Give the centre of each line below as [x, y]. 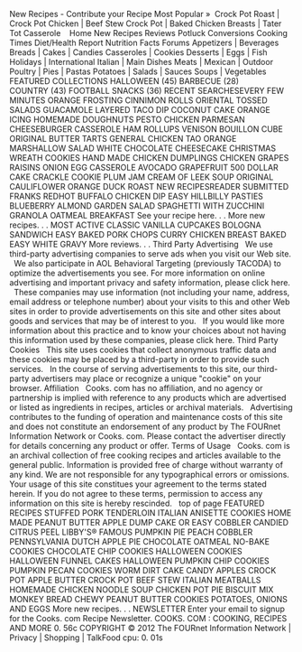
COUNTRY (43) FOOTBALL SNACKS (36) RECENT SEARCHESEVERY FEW [147, 91]
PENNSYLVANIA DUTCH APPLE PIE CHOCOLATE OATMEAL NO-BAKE [140, 541]
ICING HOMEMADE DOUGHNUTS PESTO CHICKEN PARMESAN [127, 119]
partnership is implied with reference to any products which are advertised [148, 398]
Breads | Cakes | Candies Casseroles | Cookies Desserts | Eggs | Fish [138, 52]
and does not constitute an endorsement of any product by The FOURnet [145, 426]
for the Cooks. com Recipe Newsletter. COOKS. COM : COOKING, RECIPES [148, 618]
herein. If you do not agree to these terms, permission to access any [136, 494]
